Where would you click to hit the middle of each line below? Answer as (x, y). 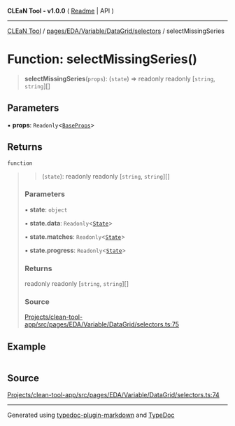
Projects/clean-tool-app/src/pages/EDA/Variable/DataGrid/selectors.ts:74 (114, 395)
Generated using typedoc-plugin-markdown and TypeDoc (91, 415)
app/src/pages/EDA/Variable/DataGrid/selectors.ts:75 (102, 324)
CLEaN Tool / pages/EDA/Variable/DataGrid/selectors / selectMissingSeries (116, 31)
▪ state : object (46, 209)
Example (27, 346)
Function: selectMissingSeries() (102, 59)
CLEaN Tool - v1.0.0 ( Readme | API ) (60, 11)
